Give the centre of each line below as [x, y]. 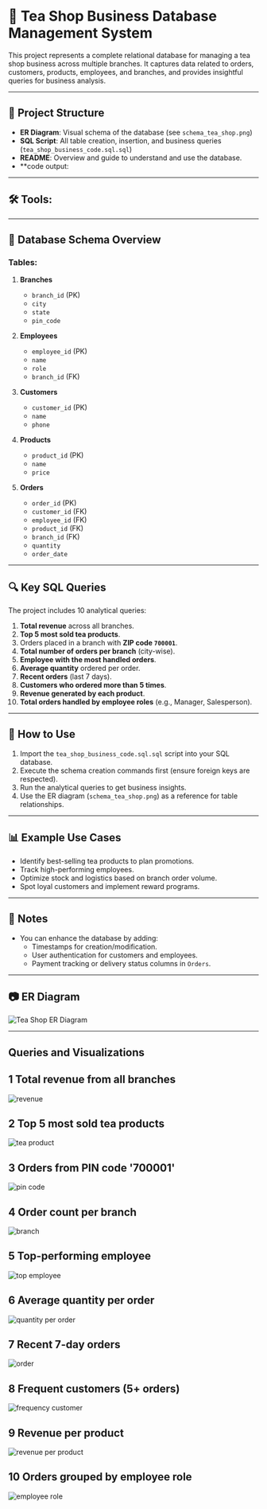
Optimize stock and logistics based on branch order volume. [118, 878]
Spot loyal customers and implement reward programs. [110, 886]
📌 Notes [28, 919]
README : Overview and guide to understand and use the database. [131, 158]
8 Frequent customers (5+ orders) [94, 1388]
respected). [39, 778]
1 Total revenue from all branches [92, 1080]
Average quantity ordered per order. [80, 669]
